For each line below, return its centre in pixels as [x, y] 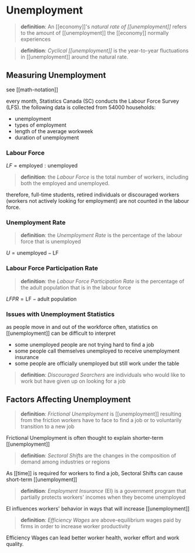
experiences [36, 39]
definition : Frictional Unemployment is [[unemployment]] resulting [101, 414]
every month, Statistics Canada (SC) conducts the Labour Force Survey [93, 101]
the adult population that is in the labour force [75, 287]
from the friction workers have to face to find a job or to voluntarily [101, 420]
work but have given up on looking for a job [73, 381]
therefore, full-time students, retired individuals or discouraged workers [93, 195]
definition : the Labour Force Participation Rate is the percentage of [102, 281]
